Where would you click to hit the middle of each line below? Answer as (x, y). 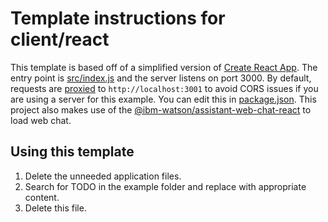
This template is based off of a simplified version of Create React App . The (164, 67)
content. (42, 197)
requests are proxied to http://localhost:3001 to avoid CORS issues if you (164, 88)
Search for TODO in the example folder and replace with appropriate (165, 186)
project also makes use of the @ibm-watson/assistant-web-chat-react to (161, 109)
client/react (60, 39)
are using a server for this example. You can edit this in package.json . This (163, 99)
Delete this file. (55, 208)
